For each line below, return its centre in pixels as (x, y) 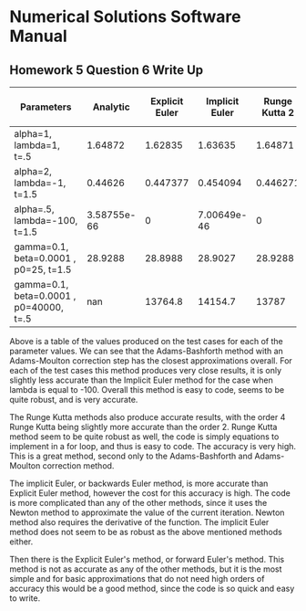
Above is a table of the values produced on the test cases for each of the (147, 341)
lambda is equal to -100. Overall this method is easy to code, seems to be (147, 390)
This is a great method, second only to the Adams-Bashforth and (131, 456)
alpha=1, (33, 134)
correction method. (78, 466)
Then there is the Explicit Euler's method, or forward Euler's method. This (147, 559)
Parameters (46, 107)
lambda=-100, (46, 221)
